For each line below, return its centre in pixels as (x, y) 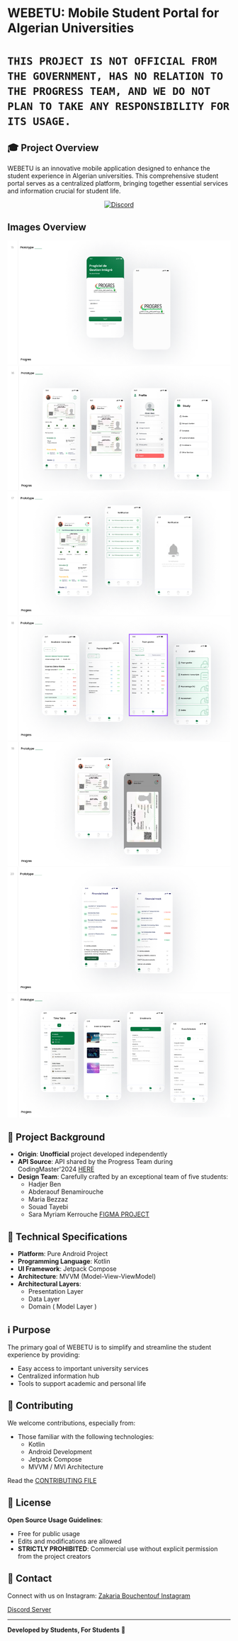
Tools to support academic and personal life (82, 1384)
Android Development (60, 1452)
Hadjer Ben (45, 1184)
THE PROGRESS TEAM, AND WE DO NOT (109, 92)
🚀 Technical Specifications (67, 1237)
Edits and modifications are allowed (69, 1541)
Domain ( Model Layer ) (62, 1306)
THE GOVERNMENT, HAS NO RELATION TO (115, 76)
